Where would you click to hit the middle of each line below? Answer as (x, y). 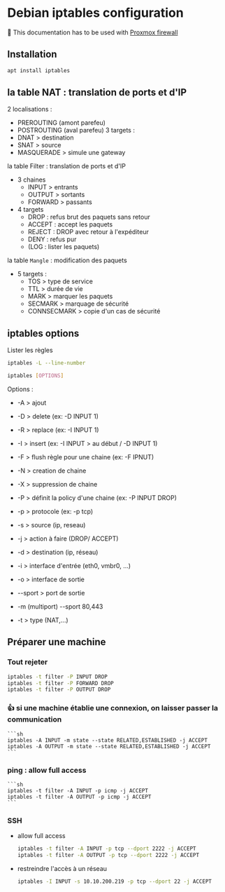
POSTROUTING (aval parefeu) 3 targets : (76, 130)
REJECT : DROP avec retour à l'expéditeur (88, 232)
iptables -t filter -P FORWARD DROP (60, 683)
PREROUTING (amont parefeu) (61, 123)
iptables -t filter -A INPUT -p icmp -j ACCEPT (78, 790)
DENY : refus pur (52, 239)
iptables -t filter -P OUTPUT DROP (59, 690)
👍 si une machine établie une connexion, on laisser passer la (113, 708)
